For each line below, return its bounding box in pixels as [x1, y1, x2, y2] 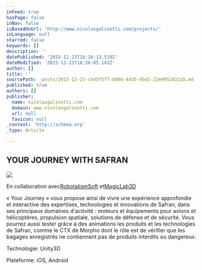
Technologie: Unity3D [6, 245, 61, 252]
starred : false [6, 37, 45, 43]
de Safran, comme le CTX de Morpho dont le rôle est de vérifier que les [6, 226, 186, 234]
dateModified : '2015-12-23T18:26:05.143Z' [6, 59, 115, 66]
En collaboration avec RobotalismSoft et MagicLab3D [6, 183, 136, 190]
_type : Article [6, 127, 45, 133]
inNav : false [6, 20, 39, 26]
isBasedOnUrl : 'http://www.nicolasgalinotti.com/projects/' [6, 25, 162, 32]
